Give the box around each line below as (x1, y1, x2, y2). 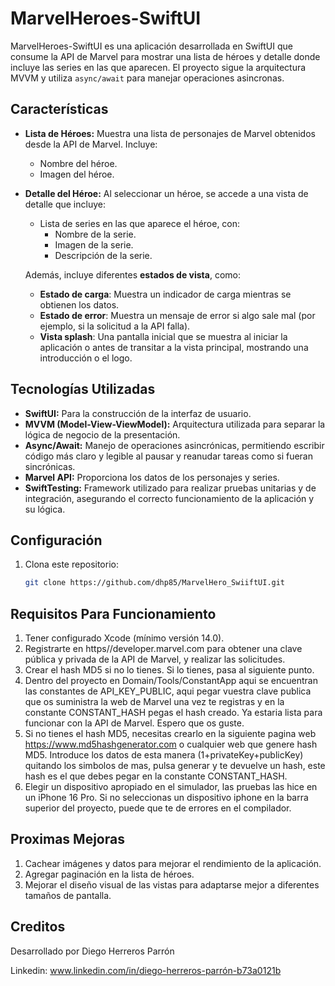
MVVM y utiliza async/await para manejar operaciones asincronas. (10, 72, 285, 84)
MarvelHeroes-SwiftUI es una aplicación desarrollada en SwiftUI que (10, 40, 293, 52)
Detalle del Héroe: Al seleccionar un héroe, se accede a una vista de (24, 187, 309, 199)
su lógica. (24, 503, 66, 515)
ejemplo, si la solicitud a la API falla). (39, 320, 191, 332)
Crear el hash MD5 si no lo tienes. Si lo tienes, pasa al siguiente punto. (24, 664, 315, 676)
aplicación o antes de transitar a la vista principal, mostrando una (39, 341, 309, 353)
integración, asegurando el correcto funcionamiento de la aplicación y (24, 492, 315, 504)
